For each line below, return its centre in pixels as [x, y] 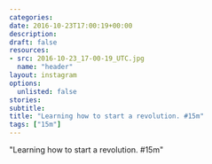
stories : [25, 100]
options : [25, 83]
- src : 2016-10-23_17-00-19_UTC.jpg [77, 59]
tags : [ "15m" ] [35, 125]
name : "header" [45, 67]
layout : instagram [43, 75]
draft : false [33, 42]
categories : [31, 17]
